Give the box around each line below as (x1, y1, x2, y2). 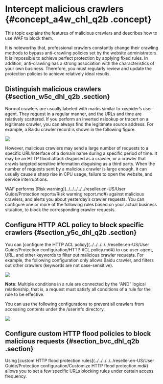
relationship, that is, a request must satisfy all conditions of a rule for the (5, 286, 151, 292)
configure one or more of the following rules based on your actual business (5, 201, 157, 207)
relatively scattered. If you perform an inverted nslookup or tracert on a (5, 116, 149, 122)
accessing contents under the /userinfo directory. (5, 306, 105, 312)
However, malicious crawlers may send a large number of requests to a (5, 145, 148, 151)
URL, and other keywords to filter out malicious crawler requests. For (5, 252, 144, 258)
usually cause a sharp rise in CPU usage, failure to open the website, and (5, 171, 153, 177)
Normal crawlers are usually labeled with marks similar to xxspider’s (5, 105, 142, 111)
